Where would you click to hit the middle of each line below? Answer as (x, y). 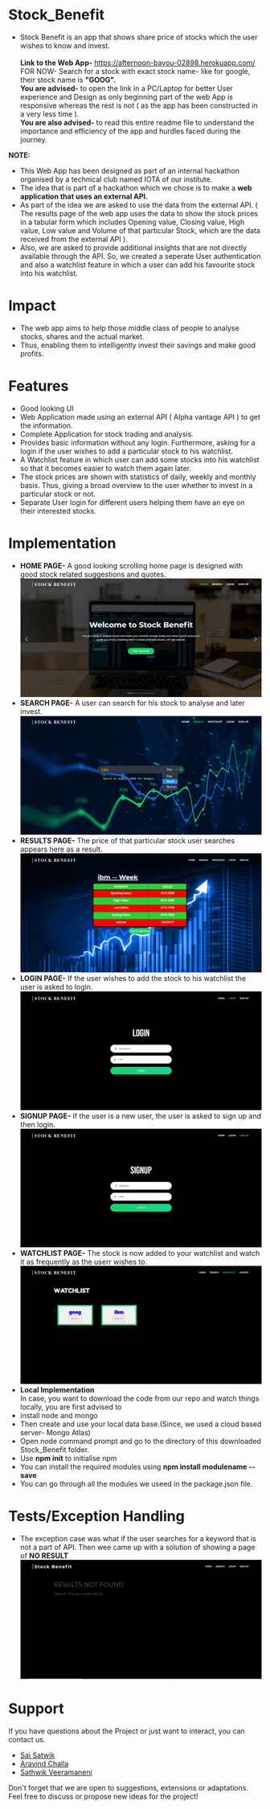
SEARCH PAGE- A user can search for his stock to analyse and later (132, 703)
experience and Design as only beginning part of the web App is (126, 96)
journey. (33, 139)
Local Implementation (57, 1390)
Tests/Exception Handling (96, 1516)
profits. (32, 353)
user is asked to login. (56, 987)
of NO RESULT (44, 1556)
